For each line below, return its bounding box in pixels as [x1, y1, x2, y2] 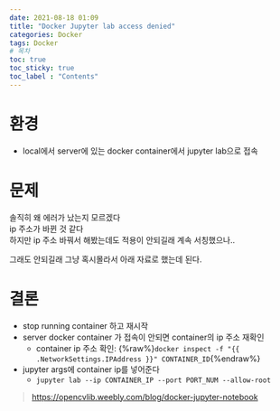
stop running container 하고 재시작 [22, 320, 149, 331]
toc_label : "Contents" [9, 72, 99, 81]
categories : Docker [9, 30, 83, 39]
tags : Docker [9, 38, 59, 48]
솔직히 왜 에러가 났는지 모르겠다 [9, 211, 121, 222]
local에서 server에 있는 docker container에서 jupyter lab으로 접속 [22, 145, 259, 156]
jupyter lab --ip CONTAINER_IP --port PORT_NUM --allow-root [35, 376, 271, 385]
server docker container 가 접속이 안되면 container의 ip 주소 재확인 [22, 332, 265, 342]
